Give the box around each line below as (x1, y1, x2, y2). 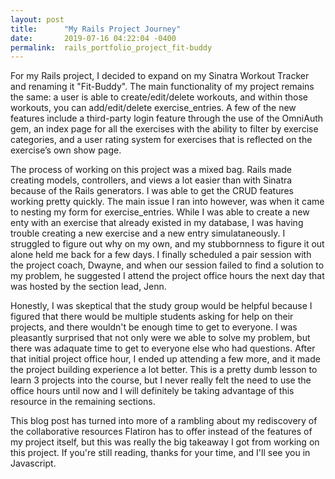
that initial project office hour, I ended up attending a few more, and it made (10, 353, 321, 365)
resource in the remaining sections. (10, 396, 156, 408)
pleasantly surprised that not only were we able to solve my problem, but (10, 332, 311, 344)
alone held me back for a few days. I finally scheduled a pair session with (10, 249, 312, 261)
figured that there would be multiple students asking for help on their (10, 311, 294, 323)
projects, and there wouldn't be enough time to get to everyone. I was (10, 321, 298, 333)
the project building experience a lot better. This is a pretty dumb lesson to (10, 364, 318, 376)
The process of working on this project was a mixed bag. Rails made (10, 164, 293, 176)
